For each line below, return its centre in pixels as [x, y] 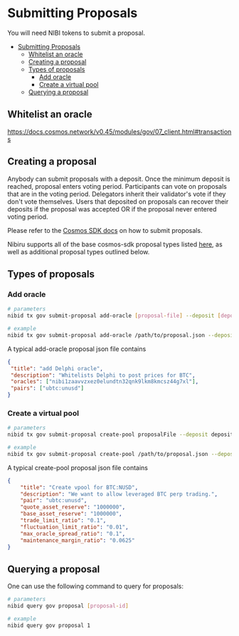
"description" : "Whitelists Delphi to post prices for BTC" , [103, 375]
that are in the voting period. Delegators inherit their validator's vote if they [117, 194]
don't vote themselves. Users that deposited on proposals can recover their [118, 202]
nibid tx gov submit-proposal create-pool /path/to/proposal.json [108, 454]
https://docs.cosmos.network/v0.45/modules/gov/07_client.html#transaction [119, 131]
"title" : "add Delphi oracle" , [57, 368]
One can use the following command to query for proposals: [95, 586]
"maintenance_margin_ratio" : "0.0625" [78, 540]
